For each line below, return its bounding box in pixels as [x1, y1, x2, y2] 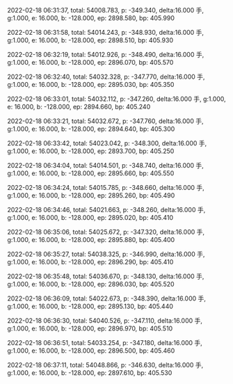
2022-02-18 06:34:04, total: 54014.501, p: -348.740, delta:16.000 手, [7, 161, 204, 169]
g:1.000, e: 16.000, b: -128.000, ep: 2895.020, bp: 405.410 [7, 214, 174, 221]
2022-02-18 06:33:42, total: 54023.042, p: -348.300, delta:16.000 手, [7, 139, 207, 147]
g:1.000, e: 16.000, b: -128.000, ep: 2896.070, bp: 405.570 [7, 58, 174, 66]
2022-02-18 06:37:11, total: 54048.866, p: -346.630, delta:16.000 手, [7, 361, 204, 369]
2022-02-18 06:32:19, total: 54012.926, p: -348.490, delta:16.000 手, [7, 51, 204, 58]
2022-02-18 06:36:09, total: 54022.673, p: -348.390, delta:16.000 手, [7, 294, 207, 303]
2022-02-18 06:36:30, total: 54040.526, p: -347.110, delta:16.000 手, [7, 317, 203, 325]
